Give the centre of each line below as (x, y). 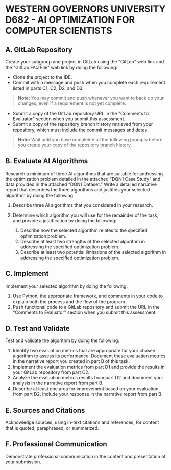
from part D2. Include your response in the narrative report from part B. (88, 394)
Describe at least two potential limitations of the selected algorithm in (93, 252)
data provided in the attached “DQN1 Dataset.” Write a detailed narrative (81, 184)
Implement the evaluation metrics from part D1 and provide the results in (89, 367)
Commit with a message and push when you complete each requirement (89, 83)
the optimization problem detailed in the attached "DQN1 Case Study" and (83, 179)
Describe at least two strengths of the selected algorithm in (83, 241)
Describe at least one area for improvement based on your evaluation (86, 389)
